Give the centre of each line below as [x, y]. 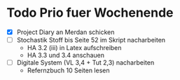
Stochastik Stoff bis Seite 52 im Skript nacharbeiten [91, 40]
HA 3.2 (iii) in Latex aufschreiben [74, 48]
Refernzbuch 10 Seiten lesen [68, 70]
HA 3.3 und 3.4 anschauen [65, 55]
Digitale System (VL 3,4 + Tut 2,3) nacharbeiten [85, 63]
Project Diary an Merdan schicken [65, 32]
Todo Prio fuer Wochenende [90, 13]
